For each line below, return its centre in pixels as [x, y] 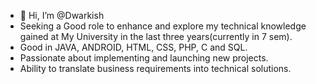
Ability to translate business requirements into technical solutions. [155, 68]
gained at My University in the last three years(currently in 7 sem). [156, 36]
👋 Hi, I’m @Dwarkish [62, 15]
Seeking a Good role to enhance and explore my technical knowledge [163, 26]
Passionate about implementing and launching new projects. [144, 58]
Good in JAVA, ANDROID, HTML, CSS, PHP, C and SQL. [133, 47]
